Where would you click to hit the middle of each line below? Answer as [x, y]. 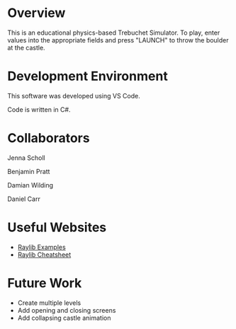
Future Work [45, 283]
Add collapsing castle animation [64, 318]
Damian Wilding [30, 185]
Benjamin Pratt [29, 171]
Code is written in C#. [39, 109]
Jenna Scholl [26, 158]
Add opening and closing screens [67, 310]
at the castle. [26, 47]
